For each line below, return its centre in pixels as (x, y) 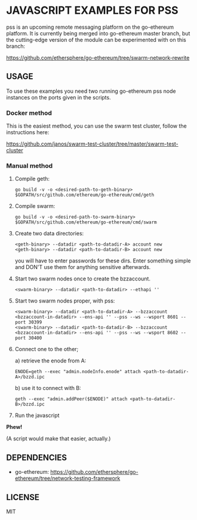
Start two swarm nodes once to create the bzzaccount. (83, 279)
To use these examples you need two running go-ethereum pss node (91, 91)
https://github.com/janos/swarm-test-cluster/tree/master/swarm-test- (93, 144)
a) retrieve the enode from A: (50, 361)
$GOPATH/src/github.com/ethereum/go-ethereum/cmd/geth (84, 195)
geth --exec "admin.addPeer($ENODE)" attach (71, 399)
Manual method (30, 165)
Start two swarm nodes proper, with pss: (65, 301)
